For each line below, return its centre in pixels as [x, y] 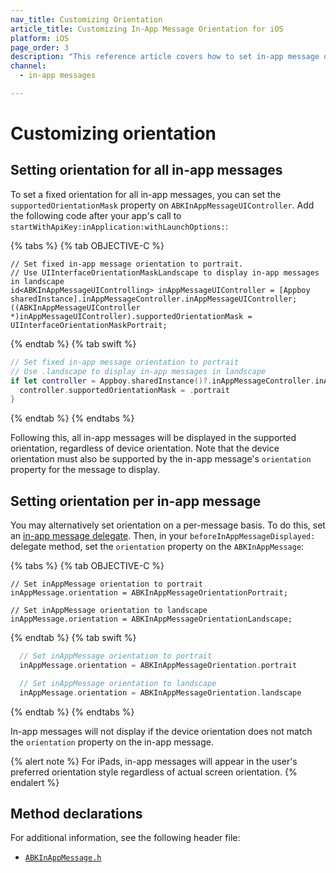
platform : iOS [40, 38]
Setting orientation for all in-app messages [146, 170]
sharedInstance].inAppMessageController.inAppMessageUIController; [154, 299]
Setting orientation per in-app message [136, 501]
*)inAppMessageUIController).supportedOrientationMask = [131, 316]
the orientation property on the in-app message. [112, 742]
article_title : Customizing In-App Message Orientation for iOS [147, 29]
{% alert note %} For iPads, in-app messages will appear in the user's [154, 761]
